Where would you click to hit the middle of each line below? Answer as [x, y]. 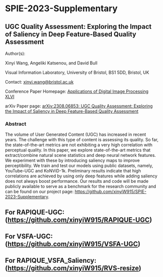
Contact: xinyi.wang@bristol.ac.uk [39, 82]
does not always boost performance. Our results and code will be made [77, 181]
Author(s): [15, 53]
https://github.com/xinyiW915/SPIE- [111, 192]
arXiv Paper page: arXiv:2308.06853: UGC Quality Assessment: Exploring [79, 106]
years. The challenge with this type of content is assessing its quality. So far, [82, 140]
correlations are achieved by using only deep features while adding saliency [81, 176]
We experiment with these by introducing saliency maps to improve [72, 160]
